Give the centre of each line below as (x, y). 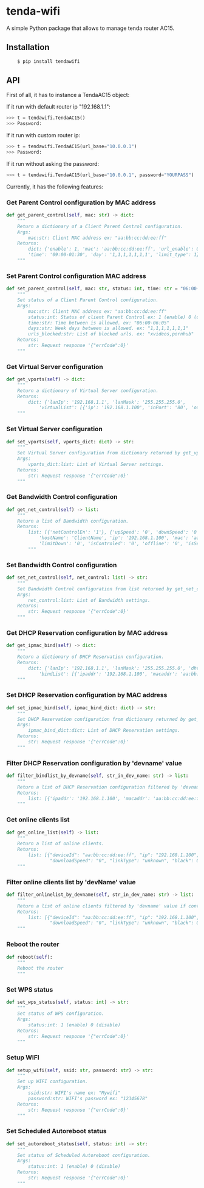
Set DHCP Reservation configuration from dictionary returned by (102, 719)
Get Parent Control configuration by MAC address (81, 202)
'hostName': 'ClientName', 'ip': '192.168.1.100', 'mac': (114, 538)
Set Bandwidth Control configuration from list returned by (95, 589)
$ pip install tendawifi (49, 61)
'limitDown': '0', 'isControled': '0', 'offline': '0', (111, 544)
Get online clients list (38, 820)
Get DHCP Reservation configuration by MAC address (87, 633)
